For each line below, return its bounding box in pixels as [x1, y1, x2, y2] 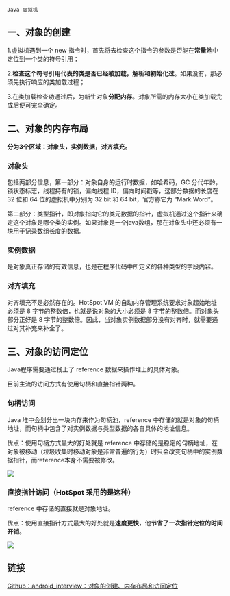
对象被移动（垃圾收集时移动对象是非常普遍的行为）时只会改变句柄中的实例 [7, 447, 217, 456]
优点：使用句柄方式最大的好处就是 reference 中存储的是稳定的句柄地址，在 [7, 438, 218, 447]
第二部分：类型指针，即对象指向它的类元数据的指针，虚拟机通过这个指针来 [7, 210, 217, 218]
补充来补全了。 [25, 324, 67, 332]
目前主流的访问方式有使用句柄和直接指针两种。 [7, 380, 139, 388]
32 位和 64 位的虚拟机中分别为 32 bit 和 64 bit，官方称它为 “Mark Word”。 [7, 195, 217, 203]
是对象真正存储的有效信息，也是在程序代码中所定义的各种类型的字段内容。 [7, 262, 217, 271]
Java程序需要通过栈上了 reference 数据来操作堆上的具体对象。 [7, 365, 183, 373]
